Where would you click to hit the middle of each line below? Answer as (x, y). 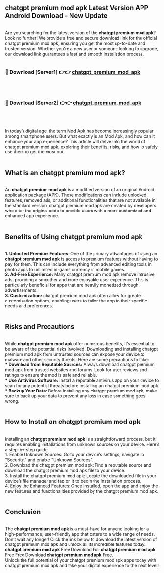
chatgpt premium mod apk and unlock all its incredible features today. (75, 544)
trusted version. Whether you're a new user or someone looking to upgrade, (82, 48)
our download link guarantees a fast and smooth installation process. (75, 54)
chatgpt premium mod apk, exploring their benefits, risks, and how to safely (81, 147)
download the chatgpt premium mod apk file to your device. (65, 470)
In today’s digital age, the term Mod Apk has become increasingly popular (79, 131)
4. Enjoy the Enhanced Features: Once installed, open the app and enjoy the (82, 486)
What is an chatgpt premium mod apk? (65, 172)
